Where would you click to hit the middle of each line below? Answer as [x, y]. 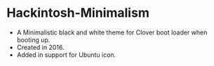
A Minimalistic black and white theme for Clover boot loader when [112, 32]
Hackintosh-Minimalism [78, 13]
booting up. [33, 39]
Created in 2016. [40, 47]
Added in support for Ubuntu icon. [66, 55]
